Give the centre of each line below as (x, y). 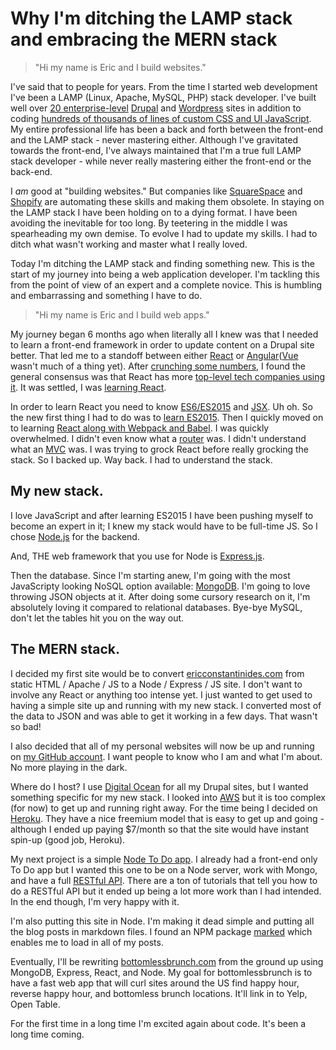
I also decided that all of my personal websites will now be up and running (162, 746)
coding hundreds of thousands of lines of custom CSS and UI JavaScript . (161, 118)
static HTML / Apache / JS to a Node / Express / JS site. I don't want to (156, 684)
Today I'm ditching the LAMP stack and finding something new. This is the (162, 263)
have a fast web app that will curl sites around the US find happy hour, (155, 983)
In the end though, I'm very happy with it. (95, 901)
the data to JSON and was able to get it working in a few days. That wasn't (164, 716)
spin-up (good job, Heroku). (68, 839)
